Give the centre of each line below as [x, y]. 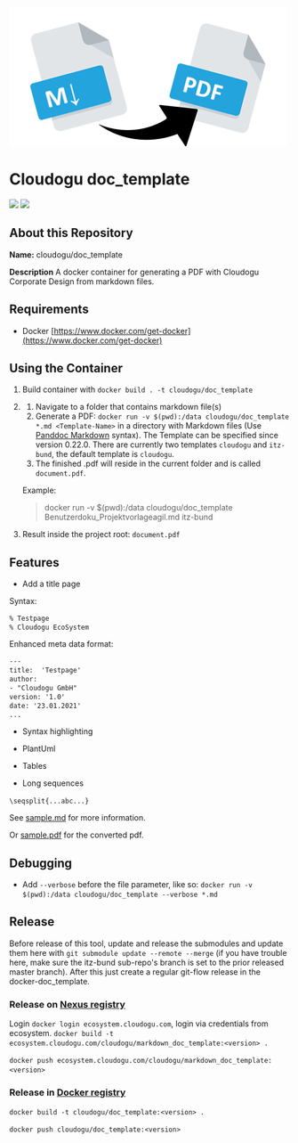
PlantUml [39, 749]
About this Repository [71, 233]
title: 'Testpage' [45, 671]
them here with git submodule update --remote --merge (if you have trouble [148, 952]
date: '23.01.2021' [45, 706]
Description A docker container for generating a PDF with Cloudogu [134, 272]
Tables [34, 766]
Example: [39, 490]
